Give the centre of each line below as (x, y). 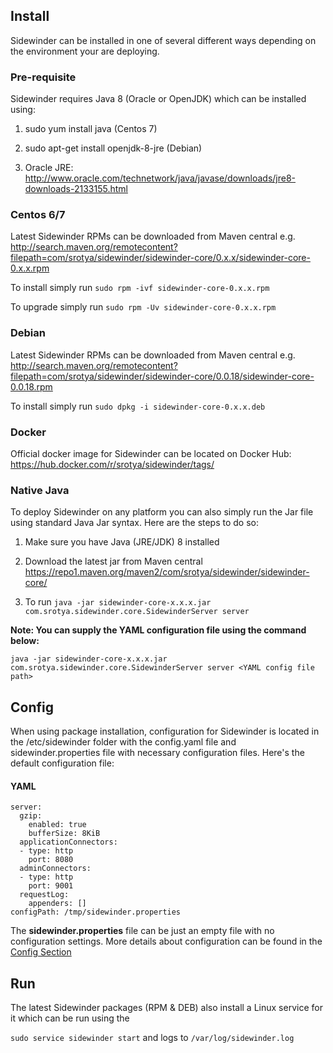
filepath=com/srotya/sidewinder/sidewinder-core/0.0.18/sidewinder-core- (162, 376)
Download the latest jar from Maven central (113, 561)
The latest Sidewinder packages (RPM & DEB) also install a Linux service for (166, 1008)
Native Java (40, 490)
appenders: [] (57, 904)
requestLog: (44, 895)
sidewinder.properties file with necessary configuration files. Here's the (157, 753)
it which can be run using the (70, 1018)
